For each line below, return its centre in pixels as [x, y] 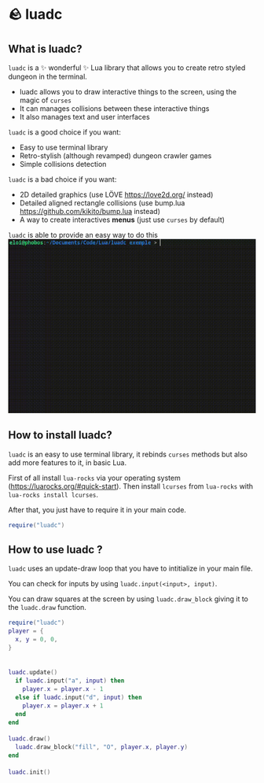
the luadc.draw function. [47, 608]
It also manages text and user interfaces [85, 117]
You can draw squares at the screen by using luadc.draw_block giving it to [128, 599]
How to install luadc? [60, 436]
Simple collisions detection [63, 164]
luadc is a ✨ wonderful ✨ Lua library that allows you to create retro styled [127, 68]
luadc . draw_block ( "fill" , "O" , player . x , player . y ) [102, 748]
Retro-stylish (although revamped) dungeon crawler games [115, 156]
